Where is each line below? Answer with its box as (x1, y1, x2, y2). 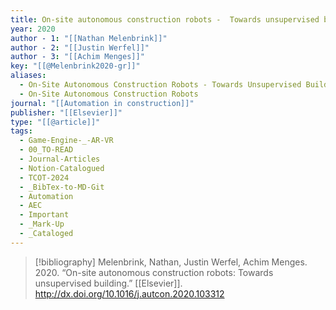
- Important (19, 210, 70, 220)
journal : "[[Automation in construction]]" (10, 98, 195, 108)
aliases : (10, 71, 47, 81)
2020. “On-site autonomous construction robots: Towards (34, 266, 274, 278)
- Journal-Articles (19, 154, 101, 164)
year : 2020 (10, 24, 56, 34)
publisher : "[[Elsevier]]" (10, 107, 123, 118)
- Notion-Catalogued (19, 163, 105, 173)
